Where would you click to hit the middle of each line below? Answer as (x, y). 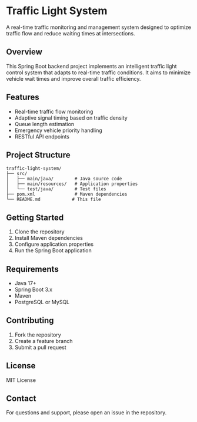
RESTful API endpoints (42, 136)
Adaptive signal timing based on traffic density (71, 118)
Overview (24, 52)
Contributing (30, 320)
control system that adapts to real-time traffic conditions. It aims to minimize (98, 72)
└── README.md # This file (54, 200)
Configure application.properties (54, 244)
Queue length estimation (44, 124)
